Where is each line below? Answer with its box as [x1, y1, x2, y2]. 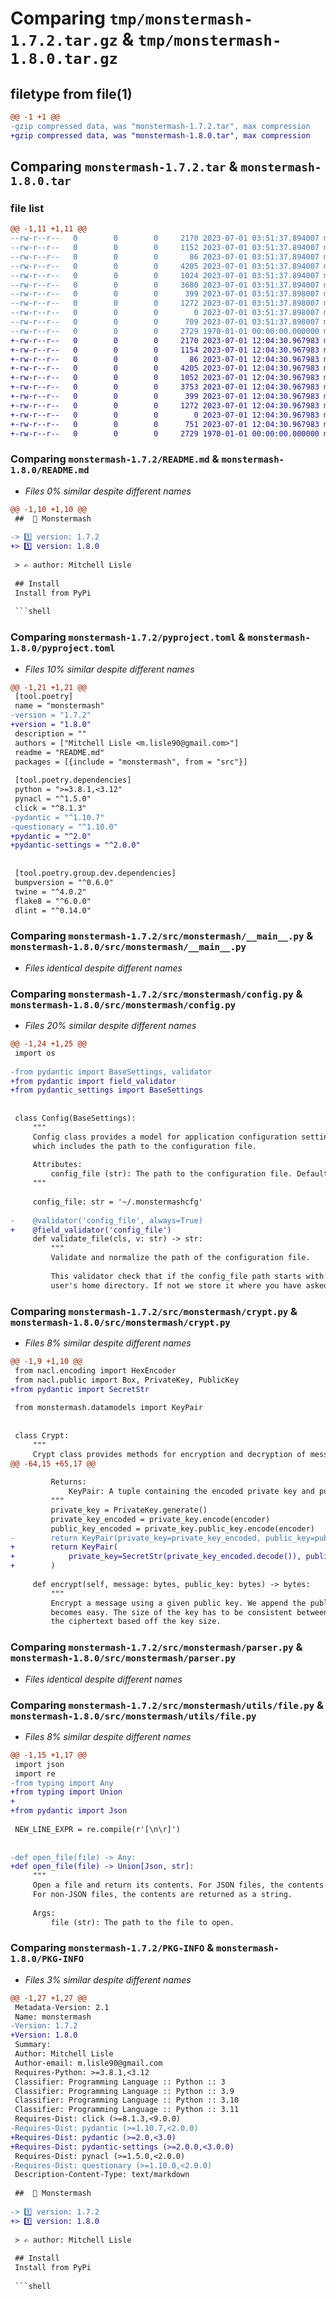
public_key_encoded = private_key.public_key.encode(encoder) [50, 1523, 315, 1534]
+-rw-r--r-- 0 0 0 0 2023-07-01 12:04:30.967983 [10, 410, 320, 420]
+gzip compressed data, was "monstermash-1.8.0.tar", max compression [10, 130, 311, 141]
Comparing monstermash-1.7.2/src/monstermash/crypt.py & [10, 1304, 298, 1318]
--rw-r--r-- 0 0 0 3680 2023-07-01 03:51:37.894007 [10, 280, 320, 290]
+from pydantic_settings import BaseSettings [10, 1085, 203, 1096]
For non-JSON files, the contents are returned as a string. [32, 1890, 293, 1900]
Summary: [14, 2040, 52, 2050]
